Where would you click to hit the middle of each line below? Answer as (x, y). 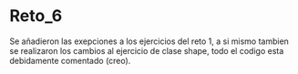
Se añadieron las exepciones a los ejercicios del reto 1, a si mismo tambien (149, 41)
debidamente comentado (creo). (70, 60)
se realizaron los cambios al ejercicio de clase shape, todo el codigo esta (147, 50)
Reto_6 (36, 16)
